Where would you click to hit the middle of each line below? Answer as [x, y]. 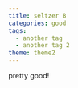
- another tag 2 [43, 46]
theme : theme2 [32, 53]
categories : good [37, 23]
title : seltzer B [37, 16]
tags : [17, 30]
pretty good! [29, 76]
